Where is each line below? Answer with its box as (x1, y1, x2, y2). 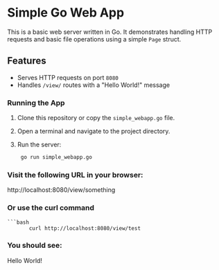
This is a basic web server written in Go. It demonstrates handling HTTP (7, 28, 213, 36)
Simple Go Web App (7, 5, 125, 21)
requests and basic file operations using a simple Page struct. (7, 35, 182, 43)
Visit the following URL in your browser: (7, 170, 143, 180)
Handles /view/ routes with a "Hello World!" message (17, 81, 170, 89)
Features (7, 55, 46, 67)
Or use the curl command (7, 203, 95, 213)
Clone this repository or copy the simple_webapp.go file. (17, 114, 175, 122)
